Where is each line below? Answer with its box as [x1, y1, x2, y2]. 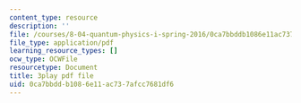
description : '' [9, 21, 70, 30]
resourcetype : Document [9, 64, 99, 73]
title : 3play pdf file [9, 72, 94, 81]
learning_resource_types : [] [9, 47, 118, 56]
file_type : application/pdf [9, 38, 115, 47]
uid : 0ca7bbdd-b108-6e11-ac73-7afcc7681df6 [9, 80, 175, 89]
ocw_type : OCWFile [9, 55, 78, 64]
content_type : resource [9, 13, 99, 22]
